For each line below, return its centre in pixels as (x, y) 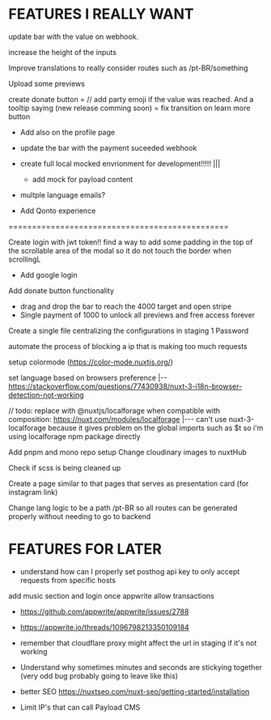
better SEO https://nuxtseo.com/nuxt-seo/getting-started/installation (135, 691)
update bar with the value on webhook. (74, 36)
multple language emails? (63, 194)
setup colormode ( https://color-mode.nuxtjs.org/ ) (91, 362)
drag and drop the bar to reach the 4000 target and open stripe (126, 306)
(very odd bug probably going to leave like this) (99, 675)
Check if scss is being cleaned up (65, 467)
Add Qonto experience (58, 211)
